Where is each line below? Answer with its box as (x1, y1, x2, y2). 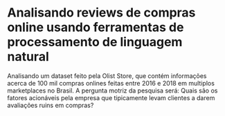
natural (7, 49, 50, 65)
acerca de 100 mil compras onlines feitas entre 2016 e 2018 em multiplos (7, 79, 215, 87)
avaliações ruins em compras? (7, 101, 94, 109)
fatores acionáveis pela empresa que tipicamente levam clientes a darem (7, 93, 215, 101)
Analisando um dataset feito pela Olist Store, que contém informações (7, 71, 207, 80)
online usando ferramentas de (7, 19, 184, 35)
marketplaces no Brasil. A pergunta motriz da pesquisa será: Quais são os (7, 86, 218, 95)
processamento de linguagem (7, 35, 183, 50)
